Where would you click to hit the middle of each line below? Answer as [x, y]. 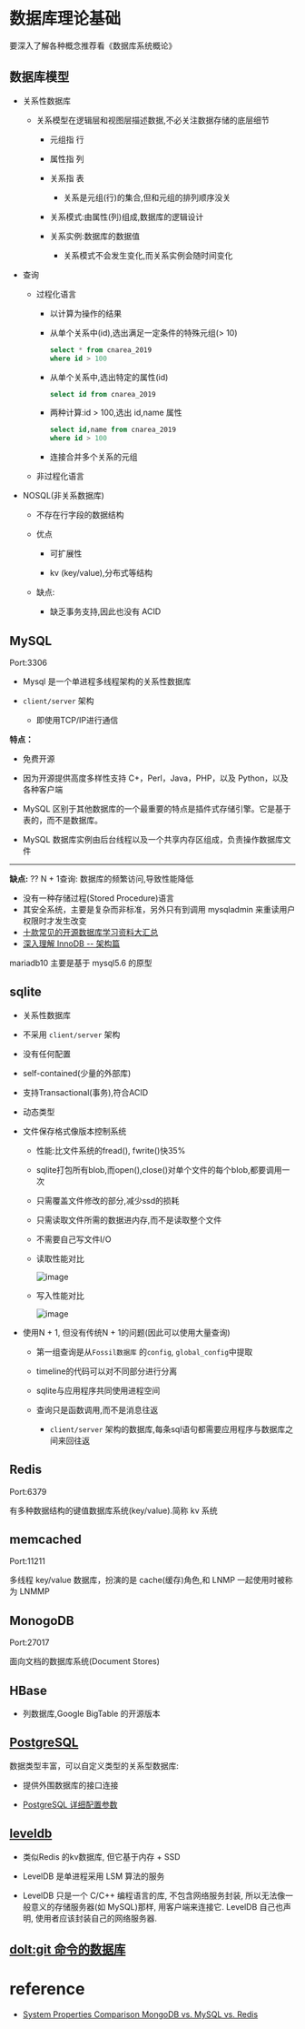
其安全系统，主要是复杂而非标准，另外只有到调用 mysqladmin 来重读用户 [159, 909]
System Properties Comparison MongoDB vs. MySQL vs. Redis [140, 2014]
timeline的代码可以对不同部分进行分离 [107, 1371]
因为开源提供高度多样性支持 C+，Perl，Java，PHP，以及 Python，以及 [155, 778]
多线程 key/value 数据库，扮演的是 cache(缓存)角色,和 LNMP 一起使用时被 [148, 1580]
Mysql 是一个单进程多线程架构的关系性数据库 [107, 681]
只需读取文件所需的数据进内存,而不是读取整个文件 [129, 1219]
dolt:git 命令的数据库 [68, 1949]
